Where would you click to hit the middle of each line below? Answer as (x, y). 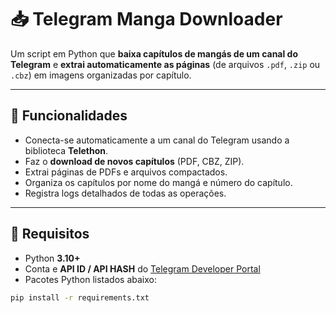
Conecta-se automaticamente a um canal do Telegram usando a (157, 140)
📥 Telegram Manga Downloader (146, 19)
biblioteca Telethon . (66, 150)
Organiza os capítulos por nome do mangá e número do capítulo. (158, 182)
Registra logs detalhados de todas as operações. (125, 193)
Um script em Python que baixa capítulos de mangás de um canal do (154, 53)
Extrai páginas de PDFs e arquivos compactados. (126, 172)
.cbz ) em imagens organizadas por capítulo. (101, 75)
